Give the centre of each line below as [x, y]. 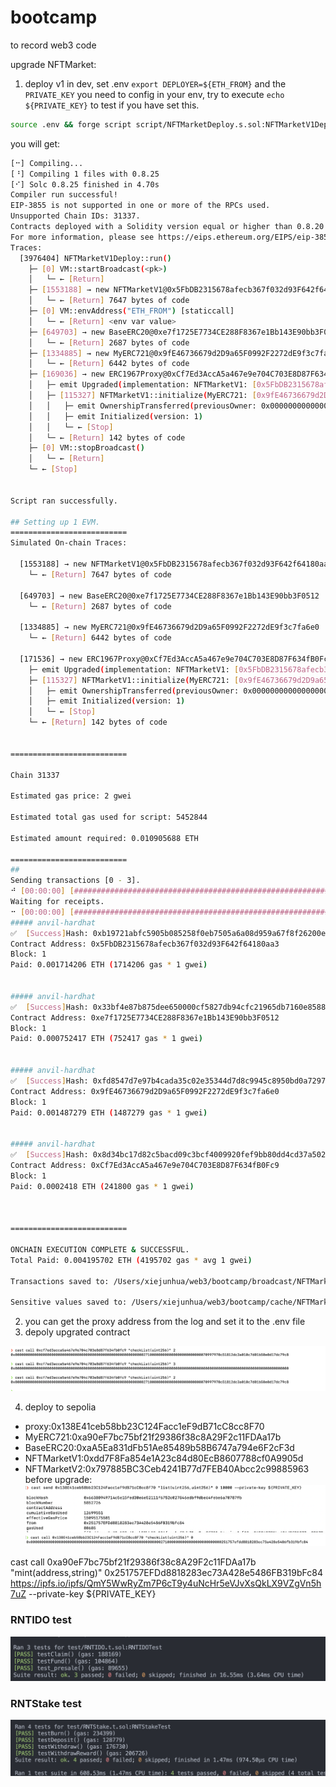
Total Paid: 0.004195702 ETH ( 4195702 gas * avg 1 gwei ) [131, 1260]
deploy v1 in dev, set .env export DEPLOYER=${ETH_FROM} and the [155, 83]
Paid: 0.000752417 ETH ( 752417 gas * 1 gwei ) [106, 1039]
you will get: [35, 143]
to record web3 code [53, 45]
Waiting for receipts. [57, 902]
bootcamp [54, 17]
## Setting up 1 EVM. [55, 522]
